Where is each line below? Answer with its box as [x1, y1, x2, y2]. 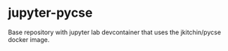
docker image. [8, 35, 50, 43]
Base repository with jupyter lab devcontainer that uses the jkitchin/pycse [8, 28, 221, 36]
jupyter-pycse [8, 5, 93, 21]
